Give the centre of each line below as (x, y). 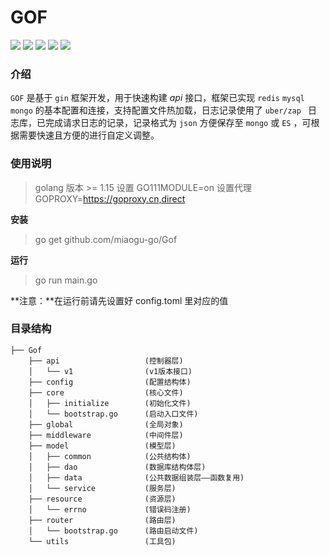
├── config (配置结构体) (110, 382)
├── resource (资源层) (102, 499)
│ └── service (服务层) (102, 488)
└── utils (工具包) (102, 541)
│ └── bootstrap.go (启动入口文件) (113, 414)
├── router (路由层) (102, 520)
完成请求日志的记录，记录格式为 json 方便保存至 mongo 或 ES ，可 (178, 123)
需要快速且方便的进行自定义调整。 (89, 135)
